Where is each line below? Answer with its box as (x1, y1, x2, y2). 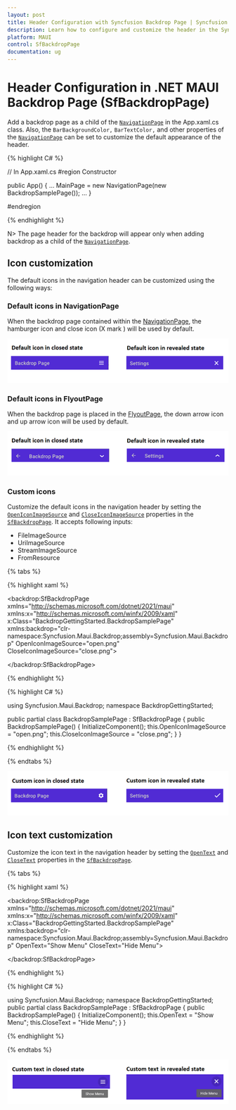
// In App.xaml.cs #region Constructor (7, 167, 117, 176)
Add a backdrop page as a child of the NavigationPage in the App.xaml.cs (7, 117, 219, 126)
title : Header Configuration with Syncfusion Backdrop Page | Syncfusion (7, 18, 228, 26)
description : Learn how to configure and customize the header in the (7, 26, 218, 33)
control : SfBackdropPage (7, 41, 80, 49)
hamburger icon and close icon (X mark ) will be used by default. (7, 324, 195, 333)
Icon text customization (7, 829, 113, 841)
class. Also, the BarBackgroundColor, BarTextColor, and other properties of (7, 125, 225, 134)
